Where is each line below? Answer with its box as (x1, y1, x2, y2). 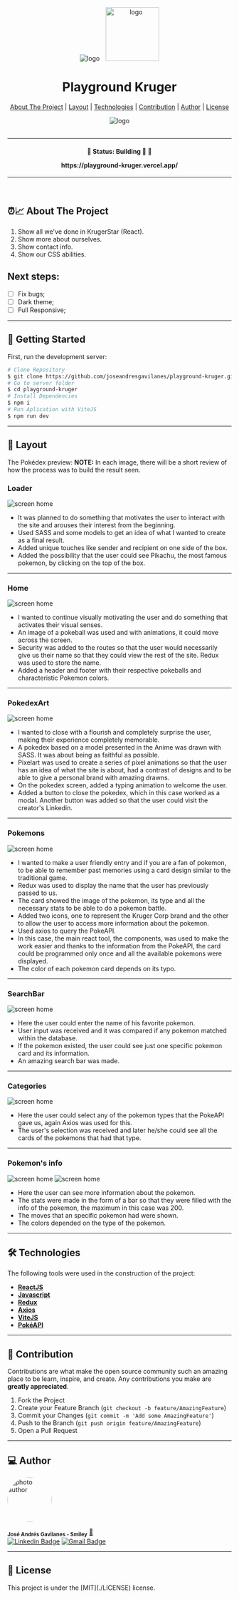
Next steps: (7, 271, 60, 283)
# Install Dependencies (7, 393, 78, 400)
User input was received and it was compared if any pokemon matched (17, 1026, 227, 1035)
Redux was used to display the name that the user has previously (17, 881, 209, 889)
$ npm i (7, 399, 31, 407)
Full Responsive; (17, 306, 66, 314)
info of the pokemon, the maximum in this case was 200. (17, 1204, 184, 1212)
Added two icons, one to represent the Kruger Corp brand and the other (17, 911, 229, 920)
